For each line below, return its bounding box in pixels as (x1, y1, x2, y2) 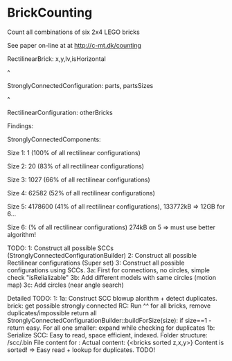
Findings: (7, 121, 34, 130)
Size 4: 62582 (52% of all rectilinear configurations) (7, 188, 156, 197)
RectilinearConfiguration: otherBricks (7, 108, 113, 116)
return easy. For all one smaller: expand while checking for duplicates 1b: (7, 324, 215, 332)
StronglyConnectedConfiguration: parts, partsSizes (7, 81, 154, 89)
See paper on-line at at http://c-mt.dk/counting (7, 41, 142, 49)
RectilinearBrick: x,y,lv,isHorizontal (7, 54, 106, 63)
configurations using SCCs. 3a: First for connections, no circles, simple (7, 265, 210, 274)
